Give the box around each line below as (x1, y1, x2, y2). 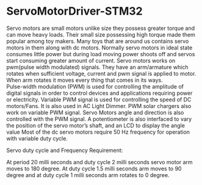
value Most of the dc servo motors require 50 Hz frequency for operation (6, 128, 190, 136)
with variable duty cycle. (6, 134, 68, 142)
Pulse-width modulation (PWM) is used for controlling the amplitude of (6, 82, 184, 90)
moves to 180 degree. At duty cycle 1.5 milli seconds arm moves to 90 (6, 165, 182, 172)
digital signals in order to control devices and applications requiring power (6, 89, 193, 96)
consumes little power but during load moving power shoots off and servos (6, 50, 195, 57)
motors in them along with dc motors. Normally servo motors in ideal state (6, 44, 193, 51)
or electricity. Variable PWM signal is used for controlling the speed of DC (6, 96, 192, 103)
